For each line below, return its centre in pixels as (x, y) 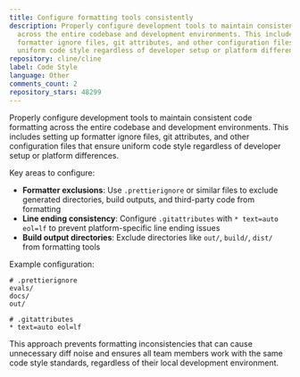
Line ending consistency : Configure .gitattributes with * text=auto (150, 218)
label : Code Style (43, 68)
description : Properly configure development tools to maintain (131, 26)
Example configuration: (52, 264)
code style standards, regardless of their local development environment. (144, 363)
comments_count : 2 (43, 84)
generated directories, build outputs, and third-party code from (138, 199)
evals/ (21, 288)
